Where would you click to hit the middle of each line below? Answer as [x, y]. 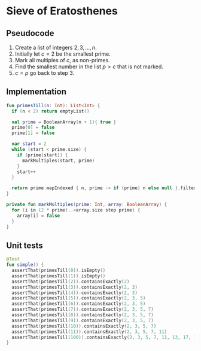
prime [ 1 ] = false [33, 133]
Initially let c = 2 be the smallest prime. [63, 54]
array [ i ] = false [39, 216]
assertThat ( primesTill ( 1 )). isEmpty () [59, 276]
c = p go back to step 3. [45, 73]
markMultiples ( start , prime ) [58, 161]
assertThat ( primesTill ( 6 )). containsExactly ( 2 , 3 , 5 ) [79, 304]
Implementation [36, 92]
